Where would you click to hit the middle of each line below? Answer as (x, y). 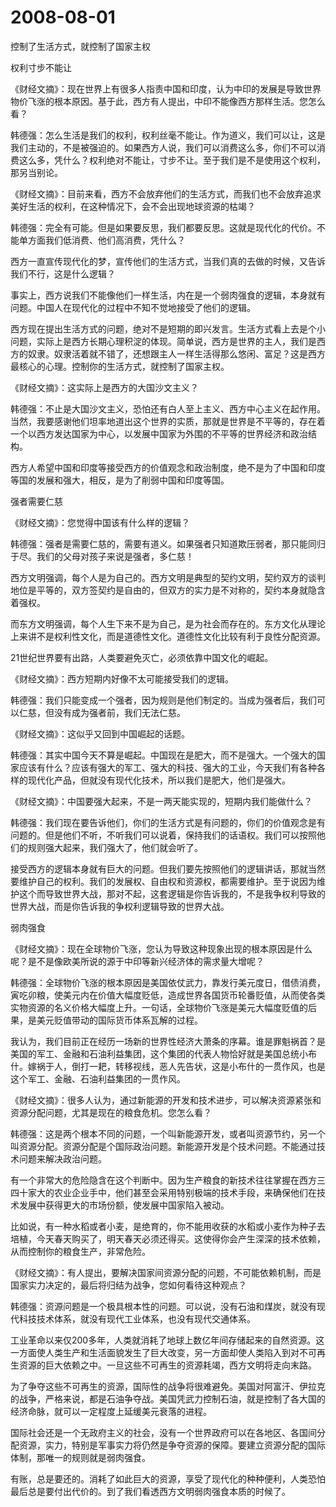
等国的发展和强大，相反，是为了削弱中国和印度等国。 (120, 480)
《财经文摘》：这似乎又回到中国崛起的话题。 (100, 733)
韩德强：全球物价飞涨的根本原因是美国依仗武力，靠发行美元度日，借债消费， (168, 982)
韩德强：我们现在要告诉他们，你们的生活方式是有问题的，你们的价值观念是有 (168, 822)
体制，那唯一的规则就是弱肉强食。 (80, 1457)
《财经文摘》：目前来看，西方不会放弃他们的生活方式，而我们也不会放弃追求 (166, 193)
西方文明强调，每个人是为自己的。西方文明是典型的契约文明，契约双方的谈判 (168, 577)
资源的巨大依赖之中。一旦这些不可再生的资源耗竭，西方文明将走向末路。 (167, 1365)
